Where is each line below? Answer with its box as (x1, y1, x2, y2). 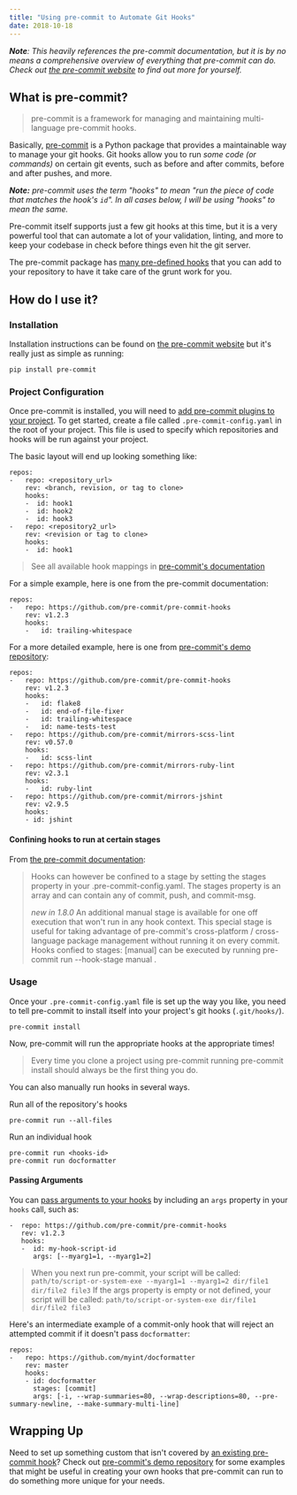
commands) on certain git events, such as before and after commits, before (9, 158, 285, 169)
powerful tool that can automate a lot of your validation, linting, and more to (9, 231, 284, 241)
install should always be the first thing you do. (30, 1064, 199, 1075)
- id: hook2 (25, 507, 73, 516)
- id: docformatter (25, 1376, 97, 1385)
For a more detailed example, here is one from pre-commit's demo (9, 642, 252, 653)
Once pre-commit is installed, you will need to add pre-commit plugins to (9, 406, 276, 417)
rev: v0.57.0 (25, 738, 73, 747)
